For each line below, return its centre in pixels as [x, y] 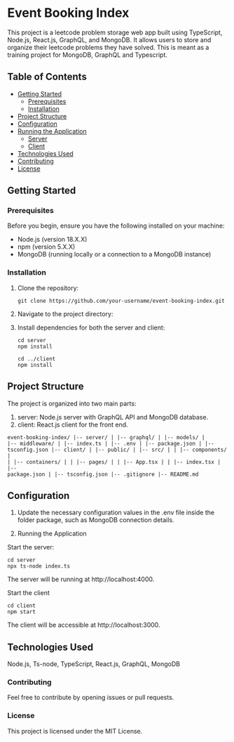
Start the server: [31, 547]
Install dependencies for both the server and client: [91, 327]
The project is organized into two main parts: [72, 403]
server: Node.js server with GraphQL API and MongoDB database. [113, 417]
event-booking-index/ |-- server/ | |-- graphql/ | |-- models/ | [106, 437]
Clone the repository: [48, 288]
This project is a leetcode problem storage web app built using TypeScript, [115, 32]
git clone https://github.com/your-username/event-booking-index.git [121, 301]
